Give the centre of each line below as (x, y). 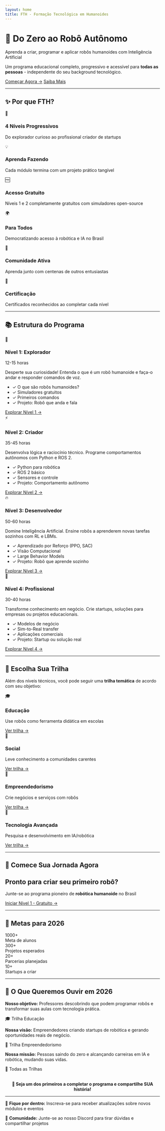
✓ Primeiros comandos (36, 397)
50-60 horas (18, 521)
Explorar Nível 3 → (24, 571)
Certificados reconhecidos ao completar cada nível (57, 305)
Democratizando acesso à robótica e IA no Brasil (55, 238)
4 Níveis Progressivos (32, 126)
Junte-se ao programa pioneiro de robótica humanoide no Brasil (71, 894)
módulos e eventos (24, 1108)
